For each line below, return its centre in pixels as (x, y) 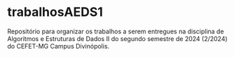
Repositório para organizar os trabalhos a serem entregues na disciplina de (116, 31)
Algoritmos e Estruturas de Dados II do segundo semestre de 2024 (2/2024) (117, 38)
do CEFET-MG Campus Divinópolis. (58, 46)
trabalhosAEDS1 (55, 12)
